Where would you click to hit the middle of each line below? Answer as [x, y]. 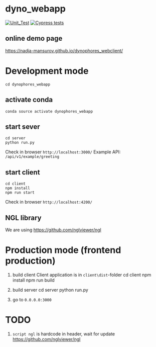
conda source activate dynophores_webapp [49, 111]
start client [23, 172]
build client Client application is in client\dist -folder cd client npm [82, 275]
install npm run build [34, 280]
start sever [23, 126]
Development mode [47, 71]
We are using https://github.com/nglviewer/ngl [53, 230]
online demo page [34, 38]
